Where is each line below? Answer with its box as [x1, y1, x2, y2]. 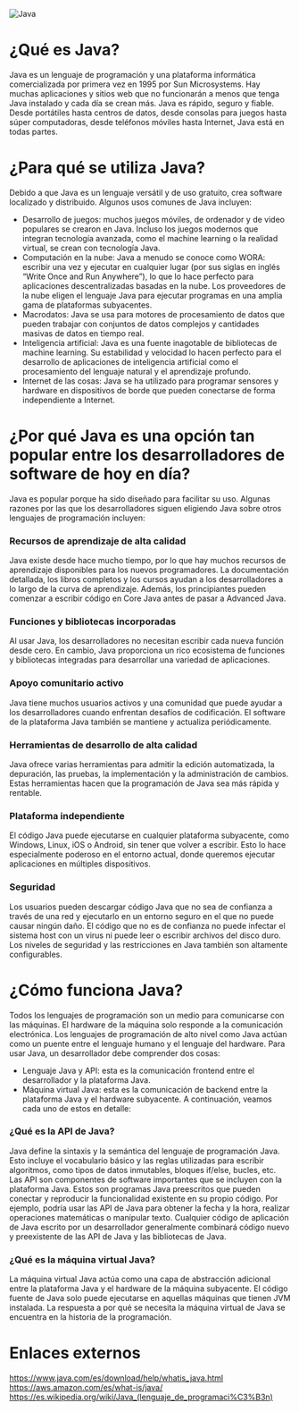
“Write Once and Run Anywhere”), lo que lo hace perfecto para [21, 271, 254, 282]
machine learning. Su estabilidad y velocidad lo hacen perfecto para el [21, 347, 282, 358]
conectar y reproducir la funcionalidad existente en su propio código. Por [9, 1193, 278, 1204]
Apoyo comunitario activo [9, 677, 124, 689]
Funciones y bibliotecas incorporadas [9, 615, 177, 628]
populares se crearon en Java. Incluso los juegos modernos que [21, 224, 259, 234]
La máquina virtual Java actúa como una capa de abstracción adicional [9, 1274, 270, 1285]
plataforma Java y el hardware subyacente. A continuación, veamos [21, 1094, 272, 1104]
